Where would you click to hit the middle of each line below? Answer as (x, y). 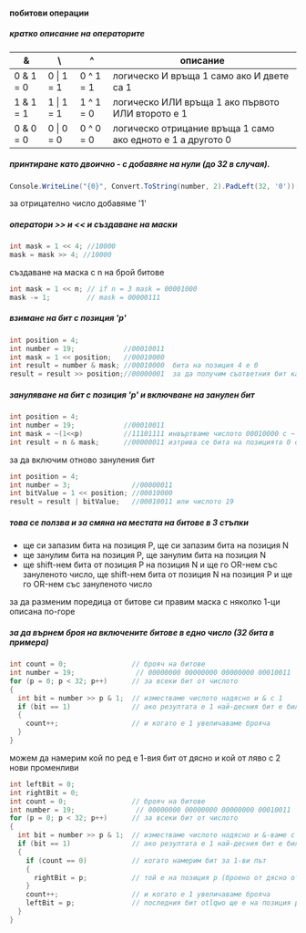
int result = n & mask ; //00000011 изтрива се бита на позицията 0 (150, 442)
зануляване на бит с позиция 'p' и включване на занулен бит (132, 394)
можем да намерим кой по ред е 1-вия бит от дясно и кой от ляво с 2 (145, 758)
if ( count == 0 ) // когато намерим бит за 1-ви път (146, 860)
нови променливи (44, 767)
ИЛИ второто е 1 (150, 113)
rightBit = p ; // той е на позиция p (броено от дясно (160, 877)
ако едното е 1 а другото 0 (172, 140)
